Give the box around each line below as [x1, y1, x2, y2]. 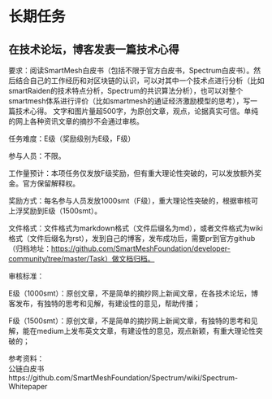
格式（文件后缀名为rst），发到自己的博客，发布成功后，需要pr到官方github [8, 234, 256, 243]
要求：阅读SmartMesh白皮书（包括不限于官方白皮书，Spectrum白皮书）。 [8, 66, 254, 75]
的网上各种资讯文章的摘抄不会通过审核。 [8, 116, 144, 126]
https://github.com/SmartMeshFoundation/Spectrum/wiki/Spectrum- [8, 373, 239, 383]
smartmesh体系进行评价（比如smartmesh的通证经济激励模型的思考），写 [8, 96, 251, 106]
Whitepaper [8, 382, 48, 391]
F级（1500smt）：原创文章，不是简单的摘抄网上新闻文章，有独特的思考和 [8, 316, 252, 326]
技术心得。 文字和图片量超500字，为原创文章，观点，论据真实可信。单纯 [15, 107, 258, 116]
